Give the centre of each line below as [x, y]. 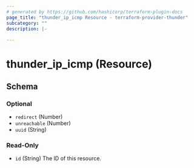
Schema [22, 86]
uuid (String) [31, 130]
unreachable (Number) [43, 123]
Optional [19, 103]
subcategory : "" [27, 23]
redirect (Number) [39, 117]
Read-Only [23, 145]
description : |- [27, 29]
